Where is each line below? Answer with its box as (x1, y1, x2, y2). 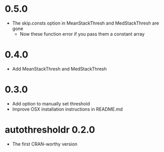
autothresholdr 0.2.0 (5, 124, 96, 136)
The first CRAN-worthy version (12, 141, 78, 147)
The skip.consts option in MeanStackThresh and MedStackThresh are (12, 20, 159, 26)
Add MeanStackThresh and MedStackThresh (12, 66, 107, 72)
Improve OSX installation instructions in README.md (12, 106, 123, 112)
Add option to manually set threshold (12, 100, 90, 106)
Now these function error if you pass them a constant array (19, 31, 145, 37)
